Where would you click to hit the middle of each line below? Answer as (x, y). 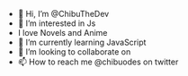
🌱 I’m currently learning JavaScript (82, 42)
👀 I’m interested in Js (57, 23)
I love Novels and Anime (63, 33)
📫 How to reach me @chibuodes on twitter (98, 62)
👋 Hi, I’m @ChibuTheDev (63, 14)
